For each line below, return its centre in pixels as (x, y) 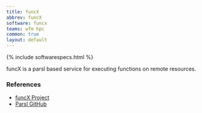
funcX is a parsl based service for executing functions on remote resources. (101, 69)
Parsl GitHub (31, 104)
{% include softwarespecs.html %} (50, 57)
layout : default (27, 40)
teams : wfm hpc (25, 29)
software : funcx (27, 23)
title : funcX (23, 12)
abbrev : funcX (24, 18)
